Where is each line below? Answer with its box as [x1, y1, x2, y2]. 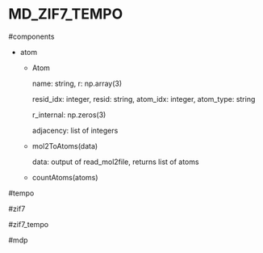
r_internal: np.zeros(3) [31, 110, 106, 120]
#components [8, 32, 55, 41]
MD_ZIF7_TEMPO [8, 5, 123, 23]
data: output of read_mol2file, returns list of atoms [31, 157, 199, 167]
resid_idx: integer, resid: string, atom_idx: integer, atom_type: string [31, 94, 256, 103]
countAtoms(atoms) [31, 172, 98, 182]
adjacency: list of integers [31, 125, 119, 135]
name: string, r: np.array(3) [31, 78, 123, 88]
